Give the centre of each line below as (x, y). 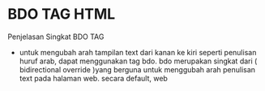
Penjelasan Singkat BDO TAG (56, 37)
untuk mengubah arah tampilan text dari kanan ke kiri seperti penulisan (138, 52)
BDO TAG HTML (62, 14)
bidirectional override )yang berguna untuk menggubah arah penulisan (137, 69)
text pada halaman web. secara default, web (93, 78)
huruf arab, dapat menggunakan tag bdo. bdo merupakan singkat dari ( (138, 61)
